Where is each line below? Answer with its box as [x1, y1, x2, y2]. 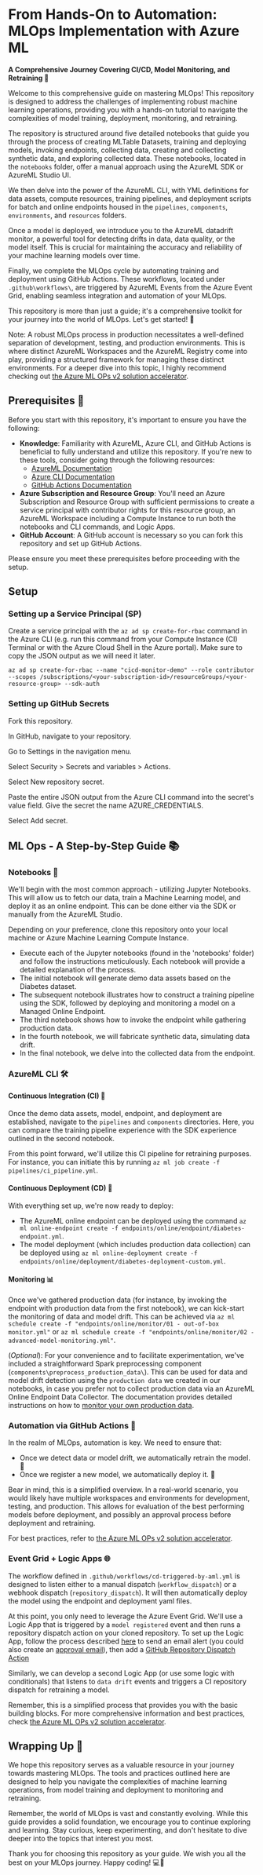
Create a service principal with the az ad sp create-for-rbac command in [8, 626, 247, 636]
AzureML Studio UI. [8, 170, 71, 180]
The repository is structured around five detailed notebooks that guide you [8, 128, 250, 138]
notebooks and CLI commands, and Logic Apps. [19, 522, 175, 531]
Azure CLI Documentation [31, 472, 115, 481]
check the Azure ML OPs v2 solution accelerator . [8, 1716, 166, 1726]
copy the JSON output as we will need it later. [8, 651, 155, 661]
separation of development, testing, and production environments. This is [8, 337, 246, 347]
